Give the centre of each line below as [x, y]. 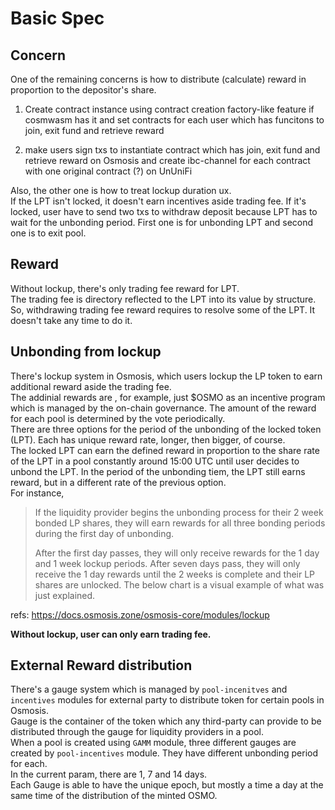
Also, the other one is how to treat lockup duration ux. [121, 190]
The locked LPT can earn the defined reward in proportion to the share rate [165, 450]
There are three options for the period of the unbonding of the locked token [166, 429]
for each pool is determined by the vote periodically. [118, 418]
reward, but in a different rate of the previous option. [118, 482]
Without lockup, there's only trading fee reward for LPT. [125, 288]
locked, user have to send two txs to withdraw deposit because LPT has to [164, 211]
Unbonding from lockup [86, 352]
